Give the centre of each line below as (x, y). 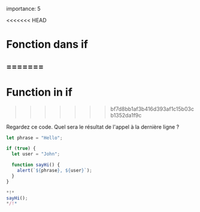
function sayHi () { (36, 165)
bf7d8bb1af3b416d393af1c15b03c (152, 109)
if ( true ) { (21, 149)
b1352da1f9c (126, 115)
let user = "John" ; (36, 154)
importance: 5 (23, 9)
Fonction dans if (47, 45)
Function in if (40, 92)
